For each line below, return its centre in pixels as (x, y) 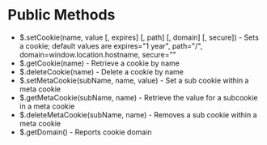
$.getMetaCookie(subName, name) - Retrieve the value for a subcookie (138, 97)
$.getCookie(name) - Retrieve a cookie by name (99, 63)
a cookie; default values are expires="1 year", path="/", (111, 45)
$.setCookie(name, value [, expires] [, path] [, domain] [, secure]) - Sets (139, 37)
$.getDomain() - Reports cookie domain (85, 132)
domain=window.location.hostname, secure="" (98, 54)
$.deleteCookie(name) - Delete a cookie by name (101, 71)
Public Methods (61, 15)
